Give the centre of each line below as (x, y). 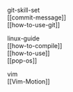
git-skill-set (24, 10)
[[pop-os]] (22, 61)
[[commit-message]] (36, 17)
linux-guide (24, 38)
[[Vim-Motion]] (29, 82)
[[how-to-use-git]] (34, 25)
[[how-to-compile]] (35, 46)
